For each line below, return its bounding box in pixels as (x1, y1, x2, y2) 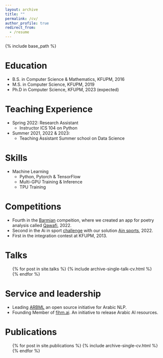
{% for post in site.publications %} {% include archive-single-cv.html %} (12, 342, 158, 348)
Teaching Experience (5, 104, 93, 115)
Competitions (5, 201, 61, 212)
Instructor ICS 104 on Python (19, 125, 78, 131)
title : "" (5, 12, 25, 17)
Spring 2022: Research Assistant (12, 120, 79, 126)
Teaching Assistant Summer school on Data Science (19, 135, 125, 141)
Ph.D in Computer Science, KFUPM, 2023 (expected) (12, 86, 119, 93)
